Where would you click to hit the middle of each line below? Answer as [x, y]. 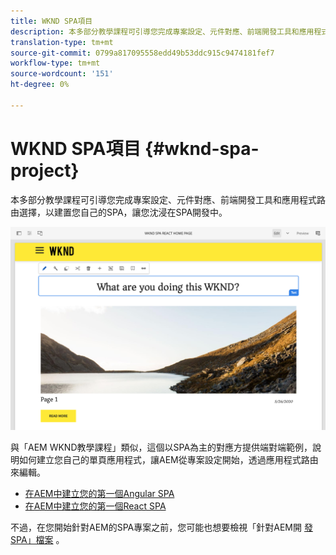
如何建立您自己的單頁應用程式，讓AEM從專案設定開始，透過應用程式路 [164, 460]
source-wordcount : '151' [62, 74]
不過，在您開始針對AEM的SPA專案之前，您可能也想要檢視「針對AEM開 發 [161, 527]
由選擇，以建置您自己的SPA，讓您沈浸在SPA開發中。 [119, 212]
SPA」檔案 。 [37, 540]
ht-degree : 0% [40, 85]
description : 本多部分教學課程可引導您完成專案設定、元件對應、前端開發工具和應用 [162, 31]
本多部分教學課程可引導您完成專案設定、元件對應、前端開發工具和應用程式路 [168, 199]
